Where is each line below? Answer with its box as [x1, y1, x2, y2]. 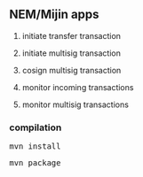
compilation [9, 121, 62, 134]
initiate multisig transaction [21, 48, 122, 58]
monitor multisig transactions [21, 99, 129, 110]
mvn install [9, 142, 61, 151]
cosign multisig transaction [21, 65, 122, 75]
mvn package [9, 158, 61, 168]
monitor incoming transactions [21, 81, 134, 92]
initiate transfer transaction [21, 30, 122, 41]
